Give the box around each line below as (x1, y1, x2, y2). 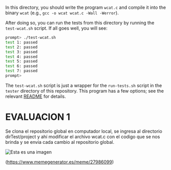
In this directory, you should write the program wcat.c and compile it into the (5, 5, 166, 10)
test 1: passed (5, 39, 38, 45)
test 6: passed (5, 63, 38, 69)
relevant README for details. (5, 93, 66, 99)
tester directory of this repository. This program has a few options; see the (5, 88, 164, 94)
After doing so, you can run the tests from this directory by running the (5, 20, 155, 26)
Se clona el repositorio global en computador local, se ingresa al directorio (5, 128, 162, 134)
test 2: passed (5, 45, 38, 50)
